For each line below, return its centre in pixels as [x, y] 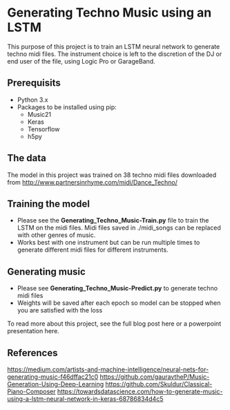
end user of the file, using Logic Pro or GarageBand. [81, 61]
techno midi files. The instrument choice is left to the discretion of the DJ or [115, 54]
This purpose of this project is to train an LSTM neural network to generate [114, 46]
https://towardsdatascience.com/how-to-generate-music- [140, 391]
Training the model [48, 204]
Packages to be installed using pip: [67, 107]
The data [27, 158]
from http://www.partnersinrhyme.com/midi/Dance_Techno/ [93, 182]
